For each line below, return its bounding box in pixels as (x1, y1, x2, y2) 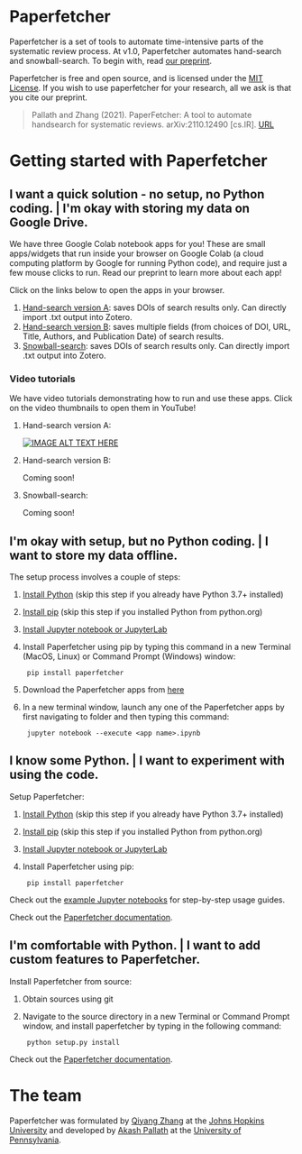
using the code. (9, 767, 99, 783)
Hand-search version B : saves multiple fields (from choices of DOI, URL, (22, 321, 291, 332)
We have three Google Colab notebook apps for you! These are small (9, 238, 266, 249)
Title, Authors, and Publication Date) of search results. (22, 331, 224, 342)
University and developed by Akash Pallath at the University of (9, 1124, 242, 1135)
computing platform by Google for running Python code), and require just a (9, 257, 288, 268)
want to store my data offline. (9, 547, 178, 563)
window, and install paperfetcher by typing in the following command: (22, 1021, 282, 1031)
